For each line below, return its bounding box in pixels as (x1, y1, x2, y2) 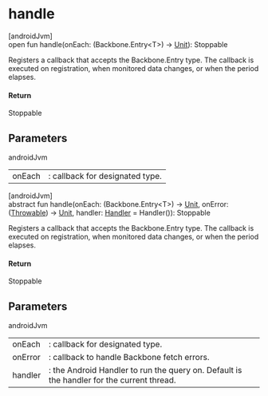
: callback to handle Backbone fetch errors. (48, 351, 210, 362)
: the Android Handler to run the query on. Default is (48, 364, 242, 375)
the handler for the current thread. (48, 374, 177, 386)
